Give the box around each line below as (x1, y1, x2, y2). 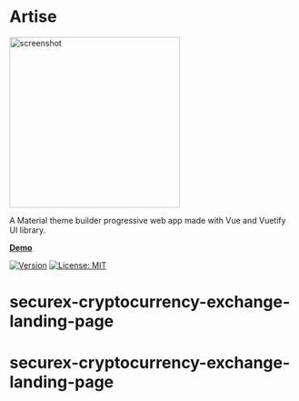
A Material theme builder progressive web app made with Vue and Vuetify (9, 215, 286, 226)
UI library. (9, 225, 46, 236)
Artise (9, 6, 57, 27)
